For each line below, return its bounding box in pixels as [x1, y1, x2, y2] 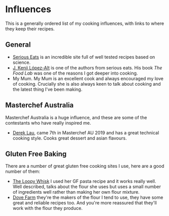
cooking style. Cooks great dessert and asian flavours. [12, 135, 127, 141]
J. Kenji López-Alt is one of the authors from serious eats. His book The [12, 64, 162, 70]
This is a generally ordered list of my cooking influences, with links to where [5, 20, 164, 26]
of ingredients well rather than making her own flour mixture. [12, 189, 140, 195]
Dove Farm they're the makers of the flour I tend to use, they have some [12, 194, 163, 201]
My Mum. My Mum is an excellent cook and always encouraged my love [12, 75, 164, 82]
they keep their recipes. [5, 25, 55, 31]
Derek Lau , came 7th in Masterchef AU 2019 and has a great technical [12, 129, 159, 135]
